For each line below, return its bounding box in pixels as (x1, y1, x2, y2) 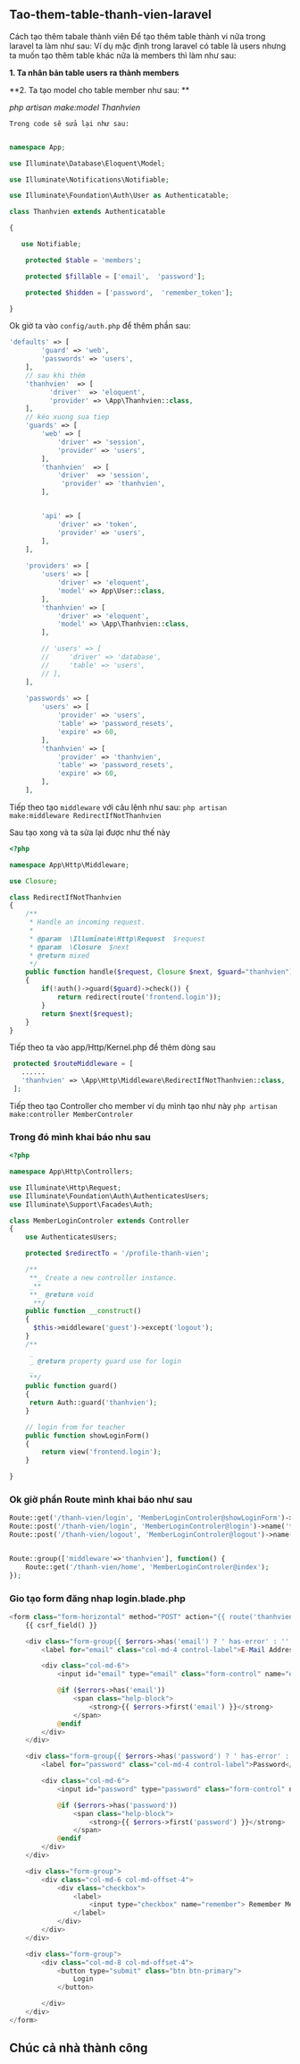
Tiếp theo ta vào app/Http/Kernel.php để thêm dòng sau (9, 1042, 216, 1053)
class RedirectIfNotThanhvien (9, 892, 122, 902)
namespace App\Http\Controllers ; (9, 1167, 134, 1176)
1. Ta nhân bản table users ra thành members (9, 67, 179, 78)
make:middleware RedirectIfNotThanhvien (9, 811, 162, 820)
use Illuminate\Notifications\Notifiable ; (9, 175, 170, 184)
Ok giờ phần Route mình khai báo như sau (9, 1494, 193, 1506)
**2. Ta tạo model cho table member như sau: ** (9, 84, 190, 95)
